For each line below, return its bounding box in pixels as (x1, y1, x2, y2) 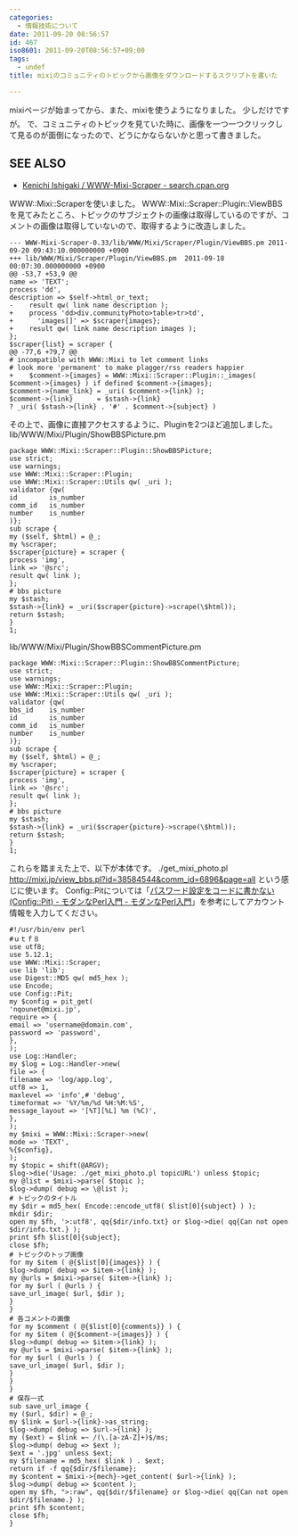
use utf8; (9, 942, 46, 951)
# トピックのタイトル (9, 1193, 77, 1202)
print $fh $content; (9, 1503, 86, 1512)
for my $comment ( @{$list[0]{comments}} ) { (9, 1322, 181, 1331)
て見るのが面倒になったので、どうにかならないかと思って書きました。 (9, 129, 266, 140)
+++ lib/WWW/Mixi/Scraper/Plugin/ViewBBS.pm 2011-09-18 (9, 253, 225, 263)
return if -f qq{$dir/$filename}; (9, 1464, 138, 1473)
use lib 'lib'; (9, 965, 66, 975)
